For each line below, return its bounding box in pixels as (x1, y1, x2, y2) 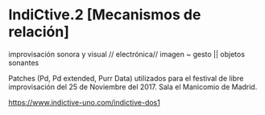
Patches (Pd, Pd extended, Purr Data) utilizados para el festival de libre (8, 73, 244, 83)
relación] (8, 23, 70, 41)
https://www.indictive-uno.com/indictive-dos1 (8, 97, 161, 107)
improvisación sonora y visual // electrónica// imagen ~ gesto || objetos (8, 49, 246, 59)
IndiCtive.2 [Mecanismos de (8, 6, 201, 24)
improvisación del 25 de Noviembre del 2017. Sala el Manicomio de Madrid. (8, 82, 258, 92)
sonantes (8, 58, 39, 68)
